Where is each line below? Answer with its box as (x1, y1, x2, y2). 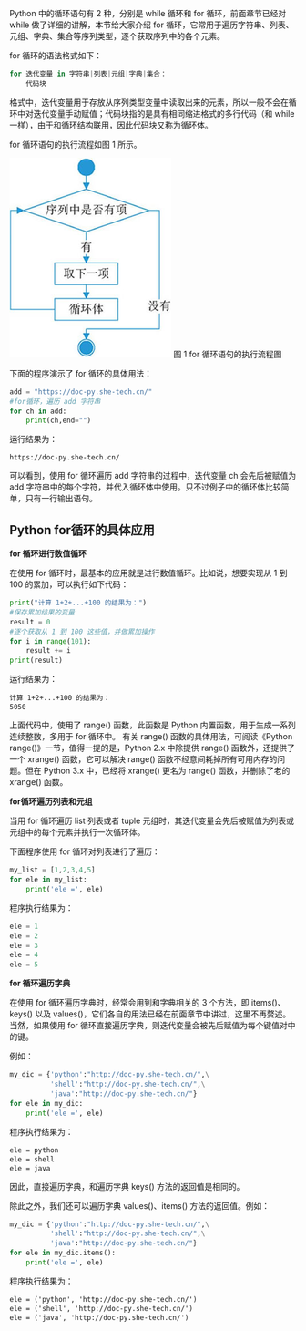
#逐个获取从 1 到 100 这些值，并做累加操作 (9, 627, 155, 636)
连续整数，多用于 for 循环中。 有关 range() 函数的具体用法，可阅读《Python (9, 731, 293, 742)
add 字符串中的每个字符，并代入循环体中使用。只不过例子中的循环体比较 (9, 481, 281, 492)
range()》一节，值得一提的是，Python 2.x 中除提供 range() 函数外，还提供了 (9, 742, 296, 754)
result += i (25, 646, 71, 655)
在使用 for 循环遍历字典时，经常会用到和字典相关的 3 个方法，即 (9, 997, 250, 1008)
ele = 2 (9, 931, 39, 941)
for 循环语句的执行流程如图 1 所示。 (9, 139, 142, 150)
